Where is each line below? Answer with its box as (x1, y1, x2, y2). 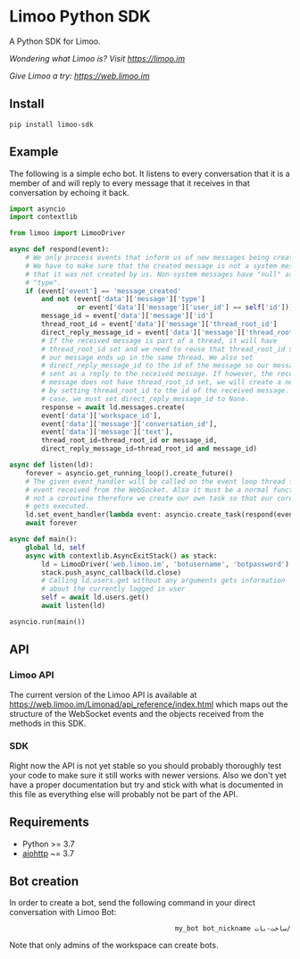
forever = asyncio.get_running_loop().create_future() (25, 468, 234, 477)
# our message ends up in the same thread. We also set (41, 353, 254, 362)
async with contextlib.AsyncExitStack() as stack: (25, 551, 218, 560)
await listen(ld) (41, 601, 105, 610)
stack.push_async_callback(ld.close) (41, 568, 181, 577)
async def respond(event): (9, 245, 110, 254)
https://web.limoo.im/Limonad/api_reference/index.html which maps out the (9, 699, 288, 710)
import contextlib (9, 213, 78, 222)
